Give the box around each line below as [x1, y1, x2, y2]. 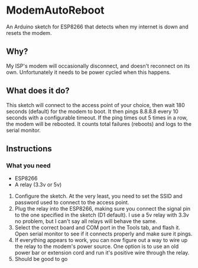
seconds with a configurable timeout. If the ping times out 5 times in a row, [6, 114, 188, 121]
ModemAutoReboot [6, 4, 105, 17]
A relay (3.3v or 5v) [14, 181, 62, 188]
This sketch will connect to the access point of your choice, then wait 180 [6, 101, 185, 108]
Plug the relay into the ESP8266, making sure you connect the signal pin [14, 205, 191, 212]
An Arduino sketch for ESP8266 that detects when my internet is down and [6, 23, 189, 30]
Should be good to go [14, 256, 68, 263]
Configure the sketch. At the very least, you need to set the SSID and [14, 193, 183, 200]
